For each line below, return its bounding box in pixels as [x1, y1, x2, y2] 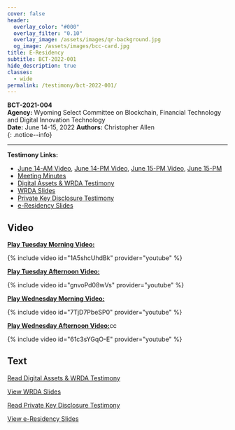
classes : [7, 69, 33, 76]
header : [7, 17, 30, 24]
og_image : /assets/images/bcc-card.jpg [13, 43, 130, 50]
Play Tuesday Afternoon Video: [7, 267, 100, 276]
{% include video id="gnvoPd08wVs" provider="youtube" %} [7, 281, 185, 289]
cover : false [7, 10, 45, 17]
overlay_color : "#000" [13, 23, 80, 30]
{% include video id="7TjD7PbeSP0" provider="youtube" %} [7, 308, 183, 317]
